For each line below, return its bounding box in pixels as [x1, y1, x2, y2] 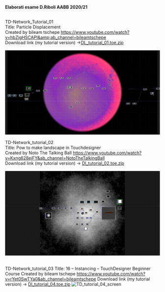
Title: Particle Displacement [5, 24, 61, 30]
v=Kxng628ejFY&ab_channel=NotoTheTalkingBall [5, 155, 105, 161]
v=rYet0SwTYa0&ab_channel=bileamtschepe [5, 276, 97, 282]
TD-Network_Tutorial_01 [5, 19, 54, 24]
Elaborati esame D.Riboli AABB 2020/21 [5, 4, 87, 10]
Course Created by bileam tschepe [5, 270, 76, 276]
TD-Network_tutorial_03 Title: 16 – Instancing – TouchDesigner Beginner [5, 266, 151, 271]
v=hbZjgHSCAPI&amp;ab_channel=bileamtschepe [5, 34, 107, 40]
